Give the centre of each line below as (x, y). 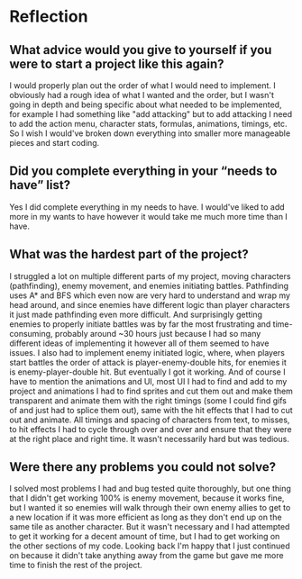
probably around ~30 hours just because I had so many (158, 333)
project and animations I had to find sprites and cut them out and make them (151, 391)
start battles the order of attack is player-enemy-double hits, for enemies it (148, 362)
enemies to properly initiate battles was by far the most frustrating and (140, 324)
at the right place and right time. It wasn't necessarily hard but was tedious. (150, 439)
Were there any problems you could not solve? (143, 467)
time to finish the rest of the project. (76, 565)
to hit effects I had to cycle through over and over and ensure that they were (151, 429)
